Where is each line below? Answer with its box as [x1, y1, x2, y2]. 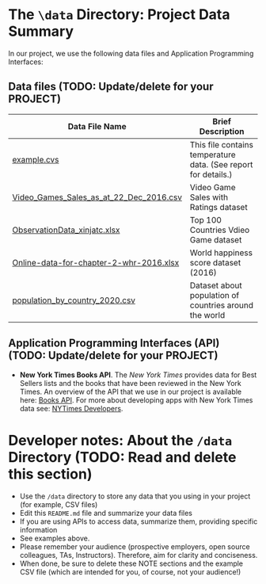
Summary [8, 22, 74, 40]
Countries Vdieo [189, 224, 250, 235]
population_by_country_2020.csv [12, 295, 136, 306]
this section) [8, 465, 93, 483]
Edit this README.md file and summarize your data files [19, 508, 192, 517]
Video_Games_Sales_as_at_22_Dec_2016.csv [12, 192, 183, 203]
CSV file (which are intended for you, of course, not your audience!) [19, 567, 241, 576]
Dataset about [189, 280, 243, 291]
